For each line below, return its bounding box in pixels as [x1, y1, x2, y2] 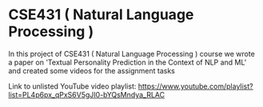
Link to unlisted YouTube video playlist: [8, 81, 137, 91]
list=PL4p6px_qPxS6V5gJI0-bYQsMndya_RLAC [8, 89, 165, 99]
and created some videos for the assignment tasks [8, 65, 176, 75]
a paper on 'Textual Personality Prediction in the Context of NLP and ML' [8, 57, 247, 67]
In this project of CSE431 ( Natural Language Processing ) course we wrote [8, 49, 256, 58]
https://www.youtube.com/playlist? [137, 81, 253, 91]
